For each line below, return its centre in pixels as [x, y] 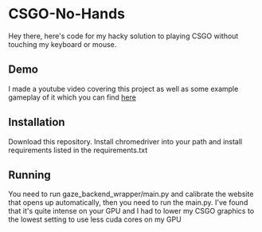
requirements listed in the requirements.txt [78, 150]
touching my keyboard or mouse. [63, 44]
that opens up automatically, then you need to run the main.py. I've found [128, 203]
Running [30, 175]
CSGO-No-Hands [67, 14]
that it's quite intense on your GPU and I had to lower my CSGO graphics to [131, 211]
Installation [37, 122]
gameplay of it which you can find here [72, 97]
